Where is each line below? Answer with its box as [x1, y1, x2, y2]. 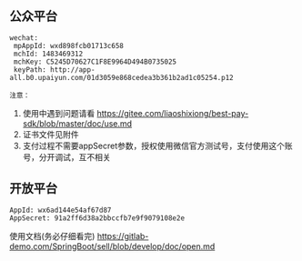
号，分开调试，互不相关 [22, 151, 111, 162]
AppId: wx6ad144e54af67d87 [9, 206, 112, 215]
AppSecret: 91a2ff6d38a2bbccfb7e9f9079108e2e [9, 213, 185, 223]
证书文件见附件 [22, 128, 79, 139]
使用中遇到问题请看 [22, 107, 96, 118]
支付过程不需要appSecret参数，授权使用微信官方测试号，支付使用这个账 [22, 140, 293, 151]
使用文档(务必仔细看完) [9, 230, 96, 241]
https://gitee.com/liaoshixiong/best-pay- [96, 107, 249, 118]
